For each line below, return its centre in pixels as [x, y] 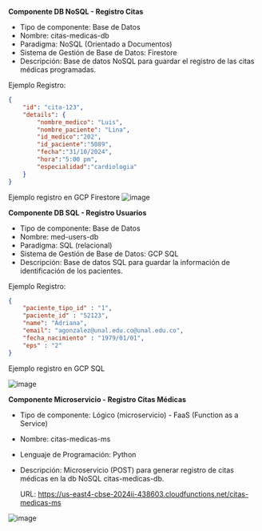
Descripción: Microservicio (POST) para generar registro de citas [127, 470]
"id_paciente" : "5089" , [75, 145]
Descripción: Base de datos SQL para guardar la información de [125, 262]
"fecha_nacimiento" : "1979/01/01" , [84, 338]
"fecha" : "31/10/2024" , [75, 152]
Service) [34, 423]
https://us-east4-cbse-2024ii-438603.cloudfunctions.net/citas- [143, 494]
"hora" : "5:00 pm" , [67, 159]
